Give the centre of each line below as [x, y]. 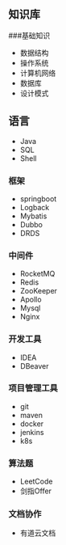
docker [32, 424]
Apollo [31, 300]
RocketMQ [37, 274]
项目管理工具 [33, 388]
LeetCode [36, 482]
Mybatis [33, 216]
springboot [38, 199]
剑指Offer [36, 491]
